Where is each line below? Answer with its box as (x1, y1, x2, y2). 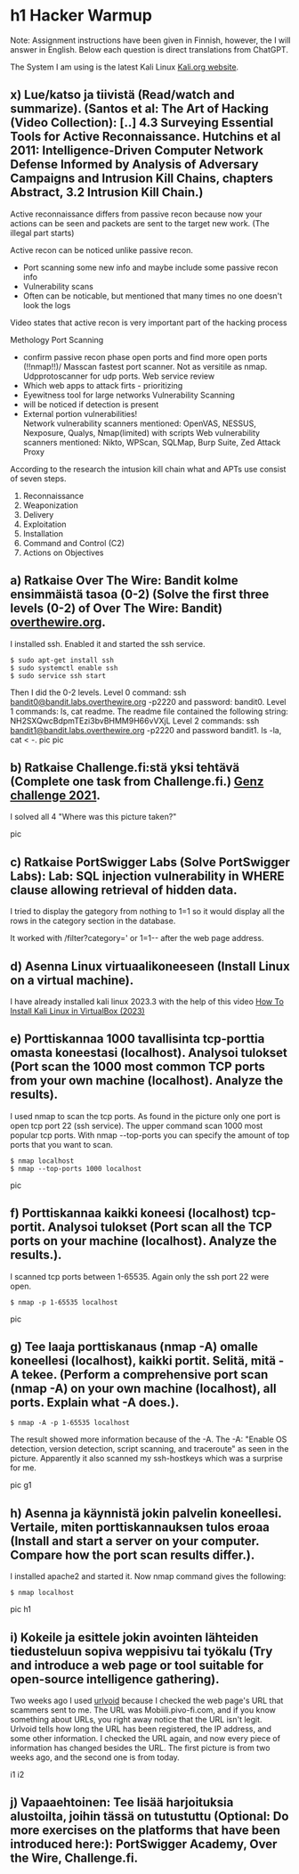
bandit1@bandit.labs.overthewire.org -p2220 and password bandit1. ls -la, (10, 724, 282, 735)
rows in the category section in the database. (10, 915, 176, 927)
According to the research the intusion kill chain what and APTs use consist (10, 463, 287, 474)
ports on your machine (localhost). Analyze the (10, 1233, 277, 1248)
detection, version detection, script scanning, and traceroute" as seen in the (10, 1444, 289, 1454)
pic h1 (10, 1604, 32, 1615)
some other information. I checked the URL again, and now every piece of (10, 1733, 281, 1744)
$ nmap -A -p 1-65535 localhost (10, 1419, 130, 1428)
